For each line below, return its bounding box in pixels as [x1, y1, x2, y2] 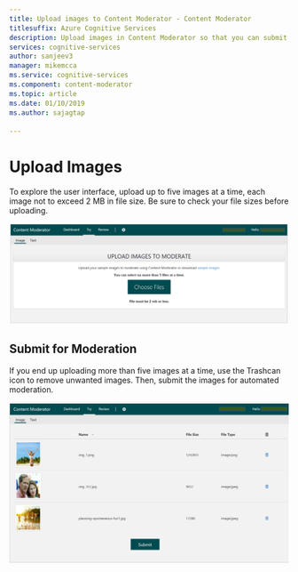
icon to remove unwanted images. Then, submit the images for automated [9, 375, 279, 385]
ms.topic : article [9, 89, 77, 98]
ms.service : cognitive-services [9, 71, 129, 80]
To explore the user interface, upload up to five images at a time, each [9, 187, 266, 197]
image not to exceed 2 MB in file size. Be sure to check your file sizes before [9, 196, 289, 206]
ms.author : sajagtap [9, 108, 86, 117]
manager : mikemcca [9, 61, 77, 70]
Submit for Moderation [9, 342, 137, 357]
